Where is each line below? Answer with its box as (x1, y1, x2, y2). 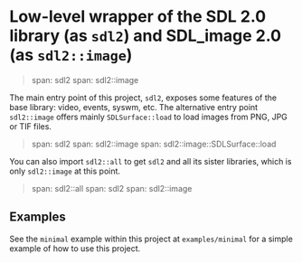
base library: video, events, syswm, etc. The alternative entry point (9, 101, 259, 112)
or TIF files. (9, 120, 52, 132)
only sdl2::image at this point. (9, 165, 120, 176)
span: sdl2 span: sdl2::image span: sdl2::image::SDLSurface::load (31, 138, 277, 149)
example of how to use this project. (9, 242, 141, 254)
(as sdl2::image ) (9, 45, 133, 65)
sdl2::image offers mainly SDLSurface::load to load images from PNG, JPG (9, 111, 288, 122)
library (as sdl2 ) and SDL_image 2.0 (9, 25, 282, 46)
